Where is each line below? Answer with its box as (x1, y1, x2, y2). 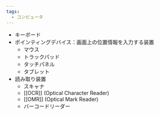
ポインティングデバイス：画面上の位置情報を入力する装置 (14, 38, 155, 45)
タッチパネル (23, 60, 55, 68)
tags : (6, 8, 19, 15)
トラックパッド (23, 53, 60, 60)
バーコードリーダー (23, 103, 71, 110)
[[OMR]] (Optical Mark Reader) (23, 96, 99, 103)
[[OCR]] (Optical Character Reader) (23, 89, 109, 96)
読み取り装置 (14, 75, 46, 83)
